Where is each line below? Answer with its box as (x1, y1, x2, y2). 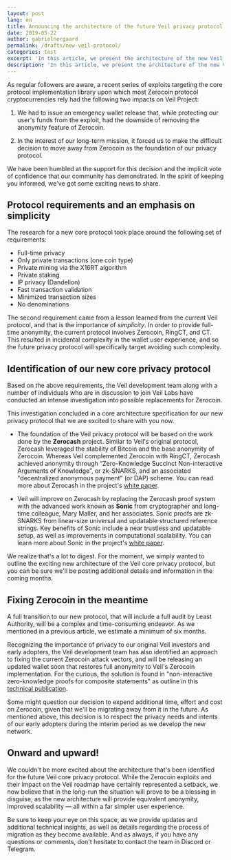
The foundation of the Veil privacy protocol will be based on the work (16, 430, 213, 438)
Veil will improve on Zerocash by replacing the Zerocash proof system (16, 495, 216, 503)
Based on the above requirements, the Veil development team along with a (7, 381, 218, 390)
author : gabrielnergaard (7, 36, 78, 43)
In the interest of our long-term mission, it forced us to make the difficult (16, 136, 222, 145)
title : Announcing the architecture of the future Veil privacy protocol (7, 23, 223, 30)
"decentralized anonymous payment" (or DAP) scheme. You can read (16, 474, 214, 482)
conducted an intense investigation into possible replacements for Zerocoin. (7, 396, 223, 404)
